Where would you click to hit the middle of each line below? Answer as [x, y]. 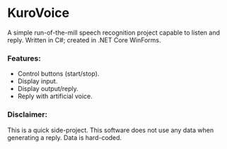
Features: [24, 58]
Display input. [37, 81]
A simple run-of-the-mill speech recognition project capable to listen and [114, 32]
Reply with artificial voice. [55, 96]
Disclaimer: [28, 114]
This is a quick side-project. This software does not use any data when [111, 130]
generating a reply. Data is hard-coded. [65, 137]
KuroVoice [38, 13]
